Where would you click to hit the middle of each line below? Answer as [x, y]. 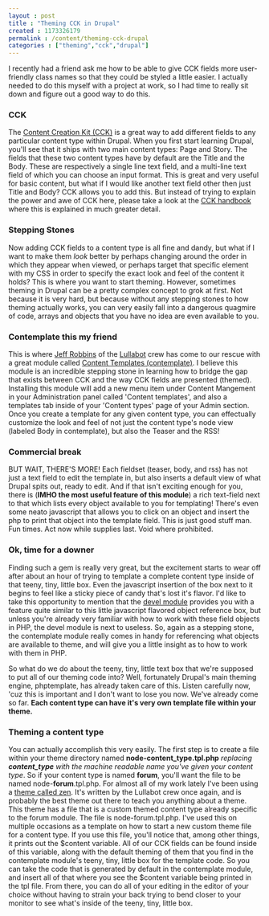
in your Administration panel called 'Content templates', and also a [118, 397]
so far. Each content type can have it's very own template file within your [132, 702]
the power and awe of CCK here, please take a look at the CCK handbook [130, 201]
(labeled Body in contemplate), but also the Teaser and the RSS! [114, 431]
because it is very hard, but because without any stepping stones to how [128, 299]
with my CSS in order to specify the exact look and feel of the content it [126, 273]
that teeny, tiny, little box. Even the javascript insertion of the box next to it [130, 584]
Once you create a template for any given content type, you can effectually [132, 414]
